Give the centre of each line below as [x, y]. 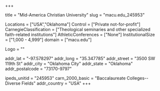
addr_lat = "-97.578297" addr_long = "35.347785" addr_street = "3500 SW [80, 58]
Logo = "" [15, 49]
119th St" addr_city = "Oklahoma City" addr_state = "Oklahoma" [69, 64]
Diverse [13, 83]
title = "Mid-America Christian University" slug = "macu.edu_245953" [75, 15]
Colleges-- [138, 78]
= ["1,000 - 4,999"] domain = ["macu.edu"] [48, 40]
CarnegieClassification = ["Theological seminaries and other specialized [78, 29]
